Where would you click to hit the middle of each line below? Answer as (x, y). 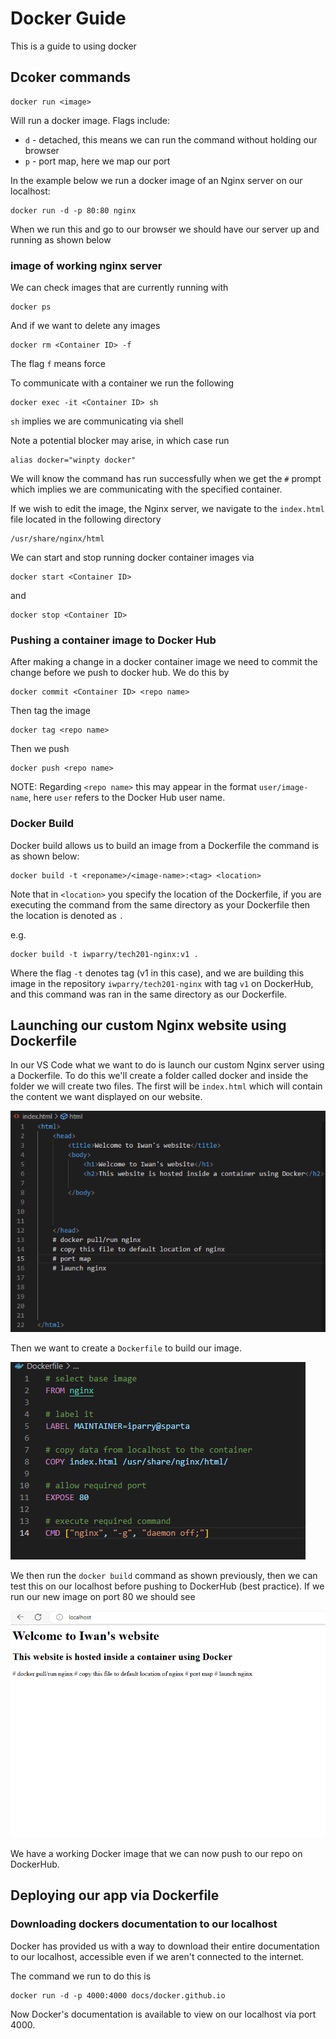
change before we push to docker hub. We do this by (120, 673)
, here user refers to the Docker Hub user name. (127, 798)
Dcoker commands (70, 77)
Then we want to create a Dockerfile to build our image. (126, 1348)
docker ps (31, 307)
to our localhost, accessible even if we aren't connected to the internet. (157, 1956)
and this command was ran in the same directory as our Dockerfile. (148, 994)
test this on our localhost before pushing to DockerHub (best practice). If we (167, 1586)
